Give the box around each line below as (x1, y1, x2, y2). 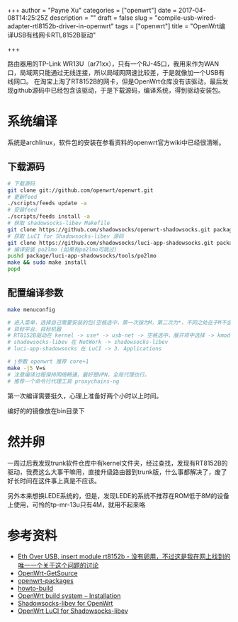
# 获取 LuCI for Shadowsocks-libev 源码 (7, 233, 124, 240)
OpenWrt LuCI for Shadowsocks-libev (17, 606, 129, 615)
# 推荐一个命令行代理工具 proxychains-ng (7, 378, 120, 385)
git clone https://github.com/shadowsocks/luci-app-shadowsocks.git (7, 239, 214, 246)
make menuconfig (7, 306, 55, 313)
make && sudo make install (7, 259, 87, 266)
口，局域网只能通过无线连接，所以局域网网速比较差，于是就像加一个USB (7, 69, 219, 76)
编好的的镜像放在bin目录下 (7, 406, 85, 415)
